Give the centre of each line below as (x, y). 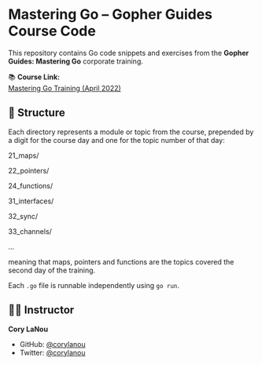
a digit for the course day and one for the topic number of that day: (117, 140)
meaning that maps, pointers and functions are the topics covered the (121, 261)
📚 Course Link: (34, 77)
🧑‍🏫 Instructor (41, 310)
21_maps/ (24, 155)
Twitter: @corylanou (52, 352)
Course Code (52, 31)
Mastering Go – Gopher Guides (111, 15)
